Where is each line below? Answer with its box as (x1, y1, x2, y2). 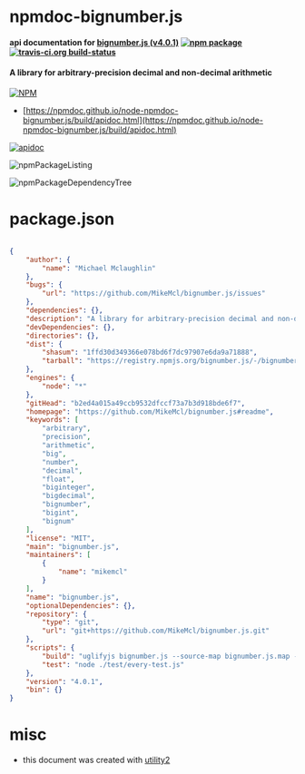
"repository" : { (25, 610, 88, 619)
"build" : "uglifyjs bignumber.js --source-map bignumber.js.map (42, 652, 290, 661)
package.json (9, 209, 115, 230)
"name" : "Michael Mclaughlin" (42, 263, 156, 273)
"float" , (42, 475, 75, 484)
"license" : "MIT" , (25, 534, 95, 543)
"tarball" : (42, 357, 84, 366)
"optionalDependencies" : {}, (25, 601, 136, 610)
